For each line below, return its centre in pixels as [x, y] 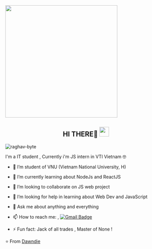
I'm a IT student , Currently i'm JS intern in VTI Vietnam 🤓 [66, 157]
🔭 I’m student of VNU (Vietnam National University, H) [69, 167]
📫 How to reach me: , [36, 217]
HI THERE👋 [80, 134]
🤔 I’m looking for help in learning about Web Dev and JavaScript [80, 197]
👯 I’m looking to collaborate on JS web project [61, 186]
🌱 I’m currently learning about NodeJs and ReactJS [67, 177]
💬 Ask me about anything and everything [56, 206]
